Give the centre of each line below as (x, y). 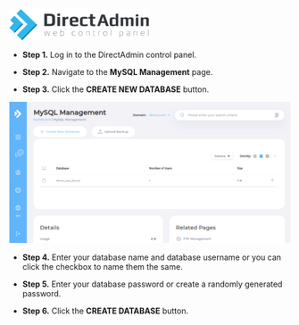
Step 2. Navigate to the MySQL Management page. (117, 72)
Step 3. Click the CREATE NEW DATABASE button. (116, 89)
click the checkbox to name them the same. (102, 266)
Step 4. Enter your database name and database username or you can (152, 257)
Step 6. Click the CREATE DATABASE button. (105, 311)
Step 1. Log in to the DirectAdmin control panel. (109, 55)
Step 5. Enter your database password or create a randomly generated (152, 284)
